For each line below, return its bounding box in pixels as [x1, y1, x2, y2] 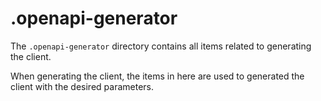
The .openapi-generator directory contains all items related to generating [10, 40, 312, 52]
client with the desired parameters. [10, 80, 154, 92]
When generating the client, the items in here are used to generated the [10, 70, 305, 82]
